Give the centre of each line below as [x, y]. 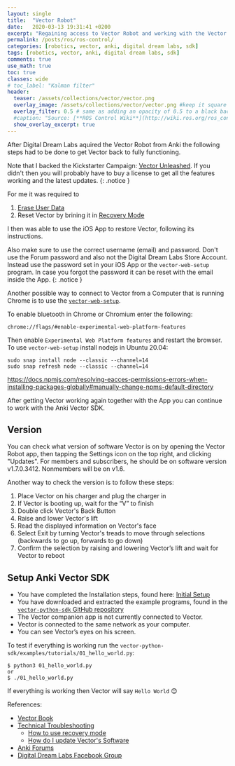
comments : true [29, 60]
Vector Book [35, 718]
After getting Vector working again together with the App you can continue [115, 400]
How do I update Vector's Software [78, 741]
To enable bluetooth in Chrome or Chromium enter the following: [100, 314]
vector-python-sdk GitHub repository [71, 610]
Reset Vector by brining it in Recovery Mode [81, 215]
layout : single [29, 14]
